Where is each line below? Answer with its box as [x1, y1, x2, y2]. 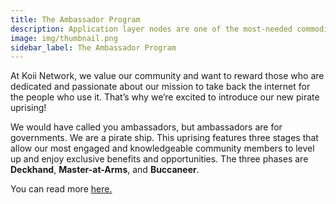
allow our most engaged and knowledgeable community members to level [10, 142, 315, 155]
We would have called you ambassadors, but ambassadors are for [10, 121, 283, 133]
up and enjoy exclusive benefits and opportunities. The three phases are [10, 153, 309, 165]
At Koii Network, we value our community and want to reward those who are [10, 70, 325, 82]
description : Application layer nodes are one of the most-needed [10, 24, 293, 34]
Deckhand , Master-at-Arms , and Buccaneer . [10, 164, 200, 176]
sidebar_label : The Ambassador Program [10, 42, 177, 53]
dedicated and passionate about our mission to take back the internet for [10, 81, 311, 93]
